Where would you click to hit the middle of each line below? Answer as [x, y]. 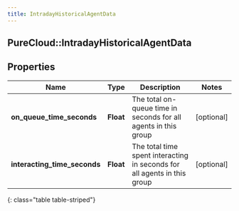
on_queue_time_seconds [54, 117]
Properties [31, 67]
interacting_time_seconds [56, 164]
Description [160, 87]
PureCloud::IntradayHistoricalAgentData [100, 43]
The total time [155, 146]
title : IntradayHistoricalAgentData [62, 14]
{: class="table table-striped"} [52, 200]
